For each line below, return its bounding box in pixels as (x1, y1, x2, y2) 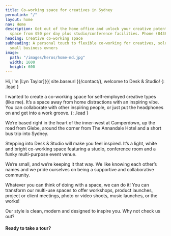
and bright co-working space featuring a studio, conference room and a (5, 146, 156, 152)
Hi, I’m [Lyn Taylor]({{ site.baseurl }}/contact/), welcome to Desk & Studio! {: (5, 78, 165, 85)
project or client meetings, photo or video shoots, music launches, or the (5, 193, 158, 199)
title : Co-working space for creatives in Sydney (5, 7, 113, 13)
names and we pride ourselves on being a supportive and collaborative (5, 167, 154, 173)
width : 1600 (10, 60, 36, 65)
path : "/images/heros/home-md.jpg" (10, 55, 85, 60)
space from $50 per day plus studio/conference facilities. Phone (10, 31, 154, 36)
